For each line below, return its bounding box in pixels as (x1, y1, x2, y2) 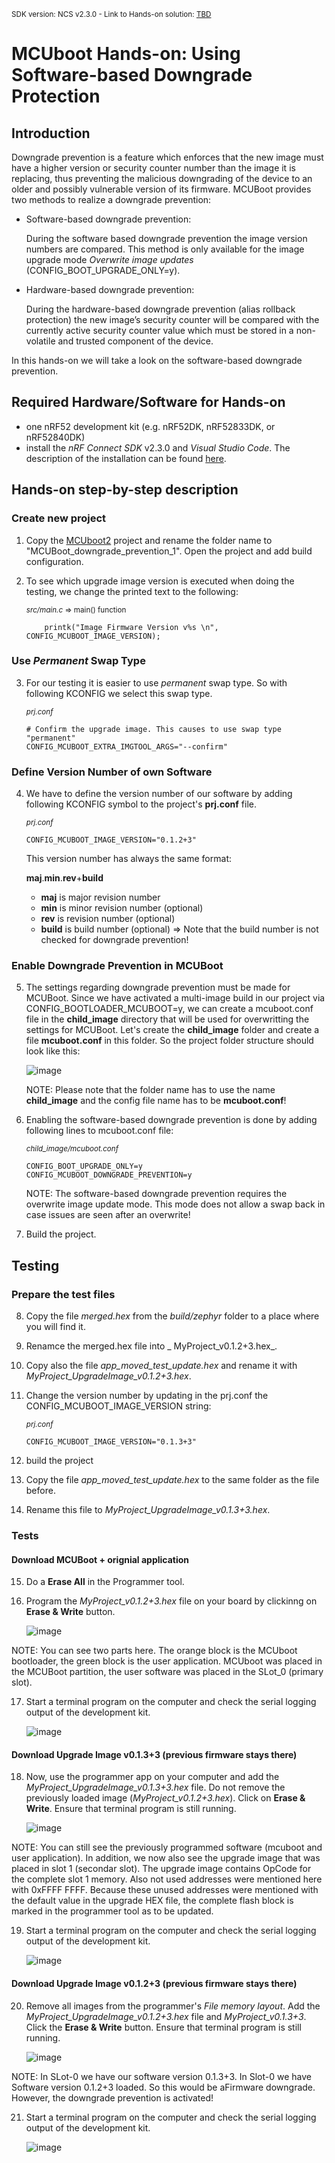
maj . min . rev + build (25, 872, 104, 884)
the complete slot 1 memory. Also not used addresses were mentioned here (11, 1873, 323, 1885)
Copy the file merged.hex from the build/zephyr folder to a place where (25, 1310, 320, 1322)
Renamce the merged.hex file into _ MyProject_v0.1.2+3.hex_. (25, 1340, 278, 1352)
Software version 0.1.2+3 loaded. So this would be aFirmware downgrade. (11, 2081, 316, 2093)
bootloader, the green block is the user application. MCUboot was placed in (11, 1655, 323, 1667)
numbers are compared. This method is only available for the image (25, 243, 305, 255)
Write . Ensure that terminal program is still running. (25, 1803, 237, 1815)
